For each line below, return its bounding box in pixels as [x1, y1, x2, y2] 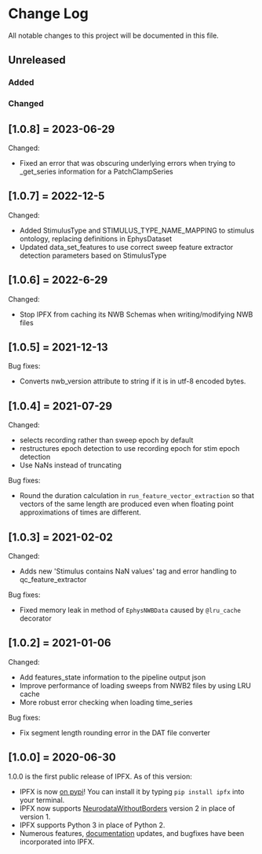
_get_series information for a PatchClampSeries [19, 167, 174, 176]
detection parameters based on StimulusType [19, 251, 167, 260]
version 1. [19, 812, 51, 821]
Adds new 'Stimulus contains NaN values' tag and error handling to [19, 566, 237, 576]
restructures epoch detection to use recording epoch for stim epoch [19, 444, 240, 453]
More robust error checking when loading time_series [19, 697, 194, 707]
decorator [19, 614, 53, 623]
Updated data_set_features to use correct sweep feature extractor [19, 242, 234, 251]
